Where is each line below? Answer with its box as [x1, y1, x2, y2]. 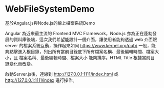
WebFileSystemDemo [5, 3, 95, 15]
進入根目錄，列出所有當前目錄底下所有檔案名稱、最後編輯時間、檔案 [18, 49, 155, 54]
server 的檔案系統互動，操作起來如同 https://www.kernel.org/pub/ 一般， [5, 42, 152, 48]
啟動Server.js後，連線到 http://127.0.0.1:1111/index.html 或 [5, 71, 119, 77]
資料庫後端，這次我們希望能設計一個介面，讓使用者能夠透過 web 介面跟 [13, 36, 157, 42]
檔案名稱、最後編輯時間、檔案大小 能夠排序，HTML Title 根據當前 [19, 54, 151, 60]
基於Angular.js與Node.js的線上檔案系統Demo [5, 20, 95, 26]
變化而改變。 [9, 61, 35, 67]
